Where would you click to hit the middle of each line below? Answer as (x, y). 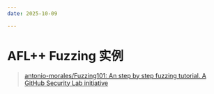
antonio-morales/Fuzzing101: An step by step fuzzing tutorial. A (115, 75)
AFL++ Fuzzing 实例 (66, 56)
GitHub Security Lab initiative (66, 83)
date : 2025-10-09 (32, 13)
